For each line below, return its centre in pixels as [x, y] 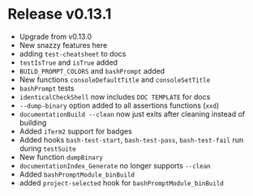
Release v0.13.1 [60, 14]
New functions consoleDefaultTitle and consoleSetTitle [115, 79]
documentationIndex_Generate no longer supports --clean [115, 165]
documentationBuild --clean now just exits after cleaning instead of [132, 113]
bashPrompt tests [47, 88]
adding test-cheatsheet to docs [73, 53]
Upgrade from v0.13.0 [56, 36]
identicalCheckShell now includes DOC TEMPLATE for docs [115, 96]
